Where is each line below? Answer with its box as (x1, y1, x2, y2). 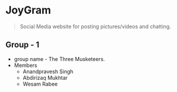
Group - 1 (5, 40, 39, 50)
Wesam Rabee (22, 80, 58, 87)
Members (13, 62, 38, 69)
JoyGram (5, 4, 51, 17)
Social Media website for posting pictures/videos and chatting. (19, 23, 171, 30)
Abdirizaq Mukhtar (22, 74, 68, 81)
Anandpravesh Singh (22, 68, 74, 75)
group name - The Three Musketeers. (13, 55, 105, 62)
